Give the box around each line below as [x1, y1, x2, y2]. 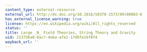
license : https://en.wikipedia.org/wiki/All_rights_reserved [5, 21, 136, 26]
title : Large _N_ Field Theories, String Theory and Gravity [5, 30, 136, 35]
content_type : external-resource [5, 7, 75, 12]
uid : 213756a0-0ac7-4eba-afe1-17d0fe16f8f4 [5, 35, 98, 40]
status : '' [5, 26, 28, 31]
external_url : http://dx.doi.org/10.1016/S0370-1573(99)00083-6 [5, 12, 142, 17]
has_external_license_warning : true [5, 16, 82, 21]
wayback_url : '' [5, 40, 39, 45]
